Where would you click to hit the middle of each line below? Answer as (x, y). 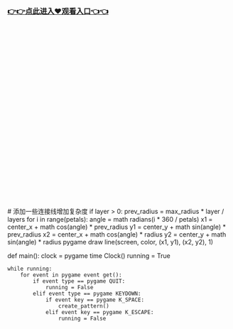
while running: (30, 269)
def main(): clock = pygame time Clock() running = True (89, 256)
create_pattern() (84, 306)
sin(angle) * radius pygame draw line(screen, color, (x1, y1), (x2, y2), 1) (110, 242)
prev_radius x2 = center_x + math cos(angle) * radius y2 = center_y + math (117, 234)
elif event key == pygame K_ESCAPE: (99, 313)
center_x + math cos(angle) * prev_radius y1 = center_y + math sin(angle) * (116, 227)
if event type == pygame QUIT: (79, 281)
